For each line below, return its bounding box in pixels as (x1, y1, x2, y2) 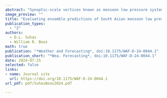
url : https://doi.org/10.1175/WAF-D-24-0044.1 (9, 76, 108, 81)
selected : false (5, 62, 39, 67)
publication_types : (5, 21, 46, 26)
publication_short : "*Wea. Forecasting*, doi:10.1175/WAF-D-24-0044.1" (5, 53, 157, 58)
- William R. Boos (9, 40, 48, 45)
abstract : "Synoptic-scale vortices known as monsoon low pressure (5, 7, 148, 12)
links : (5, 67, 19, 72)
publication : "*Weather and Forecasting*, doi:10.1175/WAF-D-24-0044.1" (5, 49, 159, 53)
